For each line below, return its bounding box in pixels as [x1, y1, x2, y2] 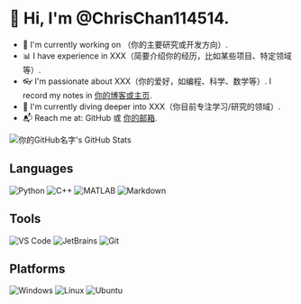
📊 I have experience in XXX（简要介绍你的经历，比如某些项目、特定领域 [22, 50, 292, 61]
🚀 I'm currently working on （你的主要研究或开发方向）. [22, 39, 228, 50]
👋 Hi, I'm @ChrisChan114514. [9, 8, 230, 29]
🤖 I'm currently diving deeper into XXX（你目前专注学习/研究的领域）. [22, 101, 281, 112]
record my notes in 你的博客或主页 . [22, 89, 153, 100]
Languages [9, 161, 74, 177]
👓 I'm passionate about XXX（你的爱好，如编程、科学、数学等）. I [22, 76, 272, 87]
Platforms [9, 261, 66, 276]
